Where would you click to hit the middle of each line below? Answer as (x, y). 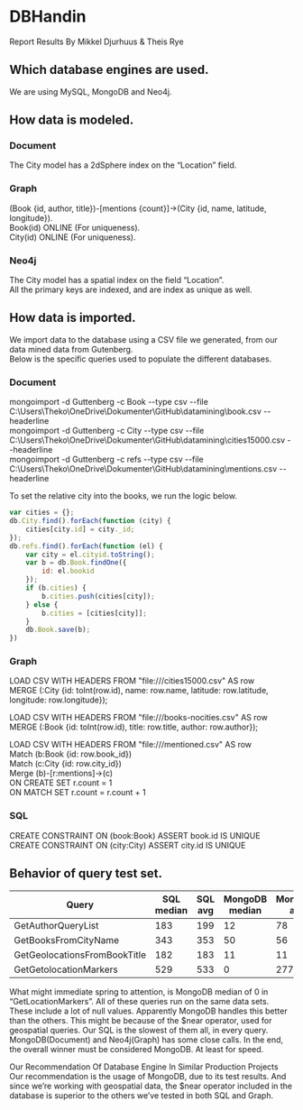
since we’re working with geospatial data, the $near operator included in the (151, 1086)
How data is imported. (73, 318)
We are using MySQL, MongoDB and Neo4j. (91, 91)
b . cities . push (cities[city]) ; (98, 596)
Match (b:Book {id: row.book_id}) (71, 754)
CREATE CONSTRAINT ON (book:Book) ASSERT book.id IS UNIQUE (135, 835)
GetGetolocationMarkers (66, 969)
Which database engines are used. (109, 70)
